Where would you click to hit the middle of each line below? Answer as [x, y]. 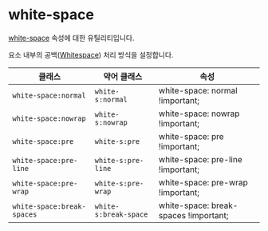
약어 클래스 [123, 76]
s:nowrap [111, 122]
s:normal [111, 99]
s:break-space [121, 214]
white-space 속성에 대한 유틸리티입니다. [71, 38]
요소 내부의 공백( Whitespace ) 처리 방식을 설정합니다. [91, 54]
